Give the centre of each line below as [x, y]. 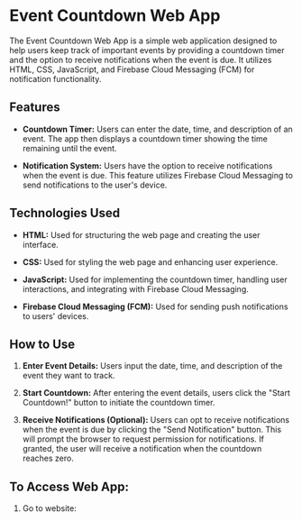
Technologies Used [64, 213]
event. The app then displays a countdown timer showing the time [145, 138]
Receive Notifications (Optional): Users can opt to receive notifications [156, 420]
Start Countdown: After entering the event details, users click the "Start [156, 393]
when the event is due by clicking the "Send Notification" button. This [152, 430]
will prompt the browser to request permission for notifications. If [143, 439]
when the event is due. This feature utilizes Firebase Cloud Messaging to [157, 175]
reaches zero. [48, 458]
